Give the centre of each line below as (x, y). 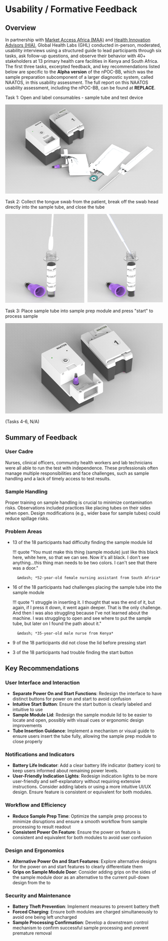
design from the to (31, 882)
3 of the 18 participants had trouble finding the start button (73, 652)
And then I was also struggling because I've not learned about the (80, 613)
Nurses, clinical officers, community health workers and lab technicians (79, 462)
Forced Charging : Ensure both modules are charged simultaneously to (85, 912)
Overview (21, 28)
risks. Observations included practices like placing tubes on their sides (78, 508)
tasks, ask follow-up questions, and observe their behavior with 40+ (75, 56)
